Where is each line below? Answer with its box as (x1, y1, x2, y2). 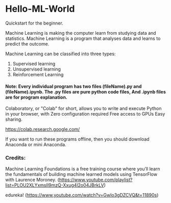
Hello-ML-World (5, 3, 75, 15)
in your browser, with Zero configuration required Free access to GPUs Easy (5, 111, 165, 117)
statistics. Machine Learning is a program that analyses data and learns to (5, 35, 161, 41)
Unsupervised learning (12, 66, 61, 72)
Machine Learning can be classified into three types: (5, 51, 116, 57)
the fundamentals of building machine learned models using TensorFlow (5, 171, 157, 177)
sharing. (5, 116, 23, 123)
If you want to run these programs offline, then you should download (5, 136, 150, 142)
